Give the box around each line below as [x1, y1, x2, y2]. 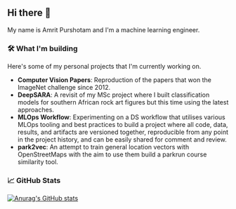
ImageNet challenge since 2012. [17, 83, 111, 92]
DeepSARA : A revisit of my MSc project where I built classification [17, 90, 210, 99]
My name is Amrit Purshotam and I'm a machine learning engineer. [7, 25, 200, 34]
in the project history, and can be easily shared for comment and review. [17, 135, 227, 144]
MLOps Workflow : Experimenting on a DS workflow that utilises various [17, 113, 226, 121]
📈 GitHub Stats [7, 176, 61, 186]
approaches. [17, 106, 55, 114]
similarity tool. [17, 158, 58, 166]
